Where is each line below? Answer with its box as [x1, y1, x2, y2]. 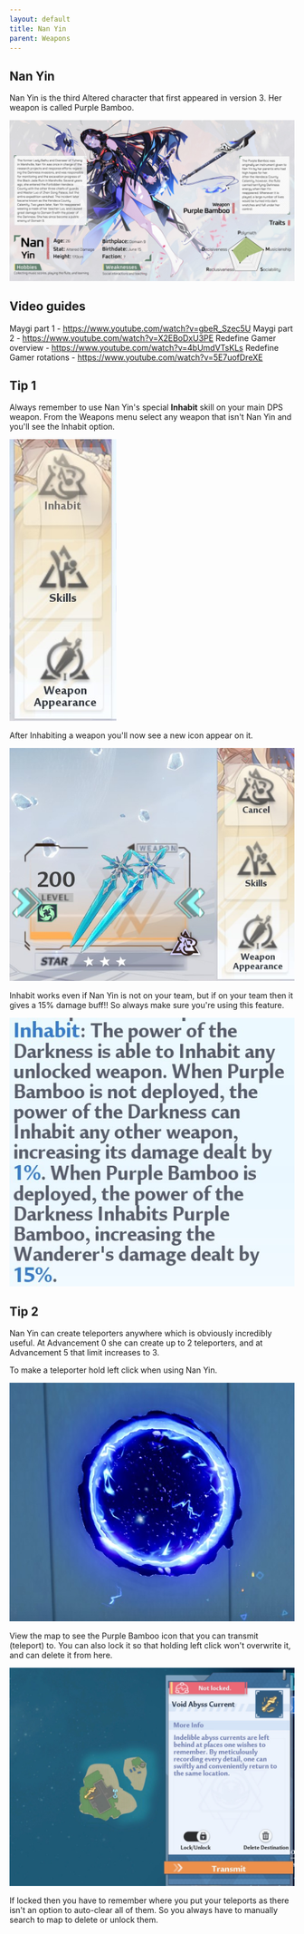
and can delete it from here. [9, 1649, 113, 1660]
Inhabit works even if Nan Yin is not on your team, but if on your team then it [9, 990, 294, 1001]
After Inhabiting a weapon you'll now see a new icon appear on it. [9, 730, 253, 741]
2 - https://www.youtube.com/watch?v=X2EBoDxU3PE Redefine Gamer [9, 332, 277, 344]
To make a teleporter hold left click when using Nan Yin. [9, 1365, 218, 1375]
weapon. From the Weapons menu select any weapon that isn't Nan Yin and [9, 412, 292, 423]
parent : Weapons [9, 34, 71, 43]
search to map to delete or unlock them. [9, 1914, 158, 1925]
